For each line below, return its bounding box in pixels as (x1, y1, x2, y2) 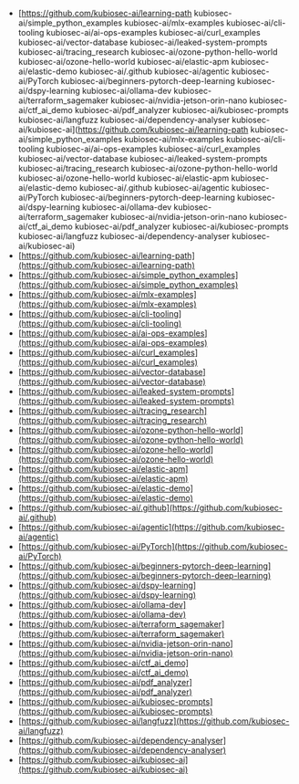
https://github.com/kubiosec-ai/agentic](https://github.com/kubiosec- (21, 522, 285, 532)
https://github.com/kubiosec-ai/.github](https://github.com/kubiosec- (21, 502, 283, 513)
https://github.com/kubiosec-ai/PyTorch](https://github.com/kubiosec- (21, 541, 288, 551)
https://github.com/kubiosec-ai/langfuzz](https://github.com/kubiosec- (21, 716, 290, 727)
